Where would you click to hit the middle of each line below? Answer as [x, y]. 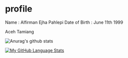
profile [19, 9]
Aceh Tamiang [20, 31]
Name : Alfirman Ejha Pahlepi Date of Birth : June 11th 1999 [64, 22]
